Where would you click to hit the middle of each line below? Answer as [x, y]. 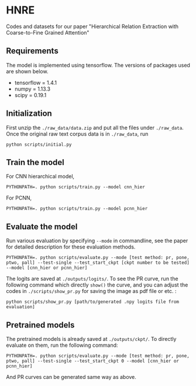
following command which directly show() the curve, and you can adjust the [97, 285]
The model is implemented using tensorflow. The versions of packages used [98, 65]
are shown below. [27, 71]
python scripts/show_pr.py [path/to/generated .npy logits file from [93, 302]
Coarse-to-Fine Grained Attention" [48, 32]
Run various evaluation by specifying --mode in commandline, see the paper [97, 241]
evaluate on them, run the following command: [62, 345]
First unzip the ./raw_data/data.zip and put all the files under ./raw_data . [95, 127]
